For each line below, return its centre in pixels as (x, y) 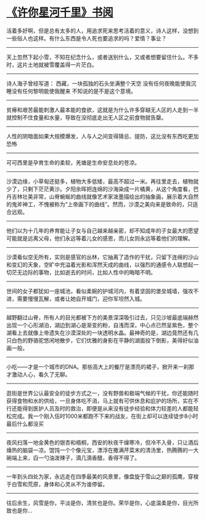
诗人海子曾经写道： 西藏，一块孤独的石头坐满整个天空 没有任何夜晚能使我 (99, 83)
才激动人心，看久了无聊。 (38, 374)
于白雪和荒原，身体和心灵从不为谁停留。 (57, 484)
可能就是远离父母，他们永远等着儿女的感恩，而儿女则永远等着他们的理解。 (100, 238)
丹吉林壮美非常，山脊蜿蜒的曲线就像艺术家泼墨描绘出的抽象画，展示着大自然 (103, 196)
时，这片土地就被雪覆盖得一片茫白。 (52, 64)
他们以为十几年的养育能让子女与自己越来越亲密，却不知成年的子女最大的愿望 (103, 231)
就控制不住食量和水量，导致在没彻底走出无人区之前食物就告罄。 (86, 117)
